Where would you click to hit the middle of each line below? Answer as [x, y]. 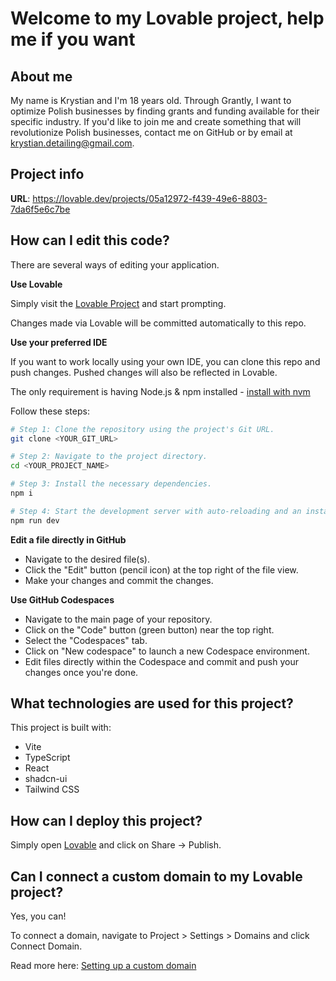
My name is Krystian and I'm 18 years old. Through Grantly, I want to [151, 100]
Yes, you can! [38, 916]
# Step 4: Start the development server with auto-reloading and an [156, 511]
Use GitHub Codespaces [62, 599]
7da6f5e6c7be [40, 209]
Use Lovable [36, 284]
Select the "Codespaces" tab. [86, 640]
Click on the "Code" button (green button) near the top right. [149, 629]
